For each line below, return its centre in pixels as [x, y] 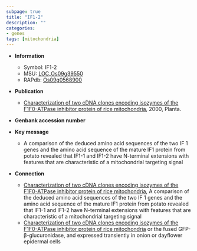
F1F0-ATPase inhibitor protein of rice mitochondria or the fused [100, 229]
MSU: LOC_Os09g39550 [53, 74]
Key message [32, 132]
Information [29, 56]
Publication [29, 91]
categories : [21, 28]
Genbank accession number [50, 120]
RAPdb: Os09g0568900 [53, 80]
